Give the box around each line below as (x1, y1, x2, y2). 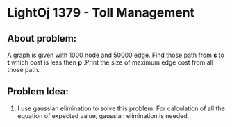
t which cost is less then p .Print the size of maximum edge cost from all (7, 58, 214, 67)
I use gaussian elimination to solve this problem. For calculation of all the (17, 104, 226, 112)
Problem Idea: (7, 85, 69, 98)
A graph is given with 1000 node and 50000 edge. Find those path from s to (7, 51, 224, 59)
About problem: (7, 33, 77, 44)
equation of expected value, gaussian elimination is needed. (17, 111, 190, 119)
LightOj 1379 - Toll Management (7, 5, 195, 21)
